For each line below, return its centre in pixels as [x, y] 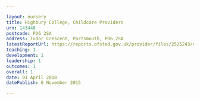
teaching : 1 [21, 50]
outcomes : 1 [21, 66]
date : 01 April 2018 [32, 78]
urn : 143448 [21, 28]
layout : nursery [26, 17]
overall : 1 [20, 72]
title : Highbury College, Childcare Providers [65, 22]
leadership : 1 [24, 61]
